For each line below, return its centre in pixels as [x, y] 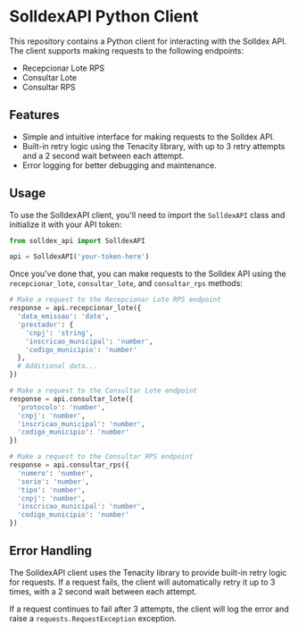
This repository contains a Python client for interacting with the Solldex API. [148, 41]
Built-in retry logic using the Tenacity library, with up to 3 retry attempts [153, 146]
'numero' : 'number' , [55, 473]
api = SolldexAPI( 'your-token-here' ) [79, 257]
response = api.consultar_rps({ [69, 465]
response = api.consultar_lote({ [71, 399]
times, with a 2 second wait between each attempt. [103, 591]
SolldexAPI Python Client [104, 17]
